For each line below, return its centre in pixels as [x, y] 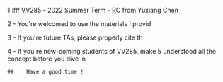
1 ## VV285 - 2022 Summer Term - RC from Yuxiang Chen [93, 10]
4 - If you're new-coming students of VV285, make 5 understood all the [112, 51]
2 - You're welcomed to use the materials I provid [79, 24]
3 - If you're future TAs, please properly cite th [75, 37]
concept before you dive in [47, 59]
